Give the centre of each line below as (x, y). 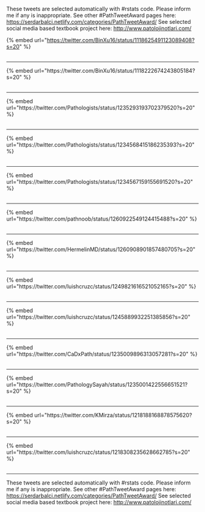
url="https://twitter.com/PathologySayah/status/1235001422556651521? (97, 385)
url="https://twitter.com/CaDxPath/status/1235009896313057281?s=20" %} (102, 354)
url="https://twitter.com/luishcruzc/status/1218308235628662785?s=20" (98, 452)
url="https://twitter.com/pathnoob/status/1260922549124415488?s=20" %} (102, 219)
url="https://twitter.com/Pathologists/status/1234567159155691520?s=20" (100, 182)
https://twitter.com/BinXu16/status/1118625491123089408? (121, 40)
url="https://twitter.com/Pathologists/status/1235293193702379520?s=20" (101, 108)
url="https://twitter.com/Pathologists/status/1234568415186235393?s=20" (101, 145)
